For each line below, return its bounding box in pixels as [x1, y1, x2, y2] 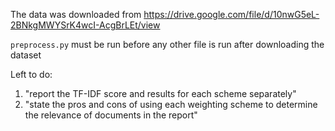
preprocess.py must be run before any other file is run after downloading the [10, 39, 325, 50]
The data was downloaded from [10, 9, 142, 20]
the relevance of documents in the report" [24, 109, 198, 121]
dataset [10, 49, 42, 61]
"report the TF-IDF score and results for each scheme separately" [24, 88, 297, 99]
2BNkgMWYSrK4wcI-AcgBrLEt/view [10, 19, 161, 31]
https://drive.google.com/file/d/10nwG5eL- [143, 9, 320, 20]
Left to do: [10, 69, 53, 80]
